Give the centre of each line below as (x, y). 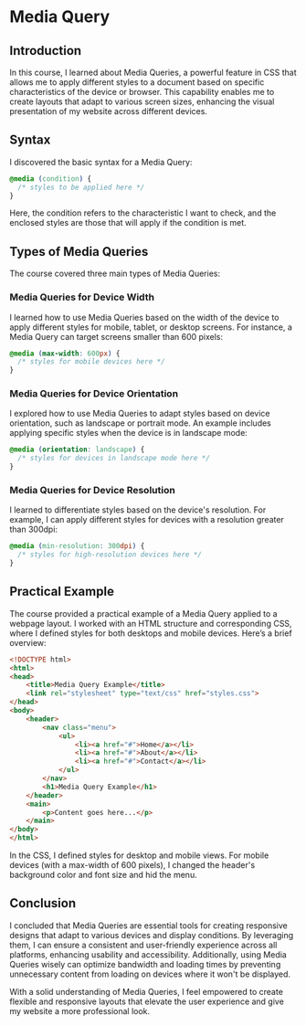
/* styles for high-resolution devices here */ (110, 555)
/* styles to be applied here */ (81, 187)
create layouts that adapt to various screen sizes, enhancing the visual (142, 101)
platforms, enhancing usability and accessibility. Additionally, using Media (148, 954)
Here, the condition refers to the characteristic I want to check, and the (143, 213)
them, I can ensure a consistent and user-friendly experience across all (143, 945)
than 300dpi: (33, 529)
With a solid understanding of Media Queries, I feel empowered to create (146, 991)
